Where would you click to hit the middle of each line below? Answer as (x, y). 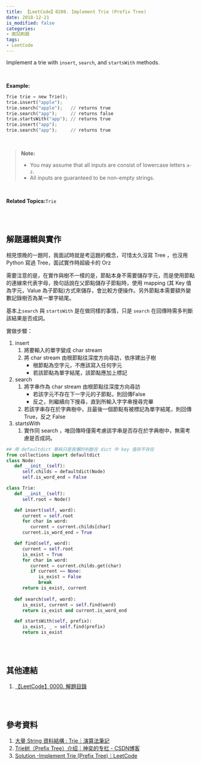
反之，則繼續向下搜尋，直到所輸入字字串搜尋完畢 (93, 401)
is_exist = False (60, 577)
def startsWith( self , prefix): (53, 621)
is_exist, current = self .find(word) (69, 605)
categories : (21, 29)
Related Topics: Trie (31, 201)
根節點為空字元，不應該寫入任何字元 (77, 365)
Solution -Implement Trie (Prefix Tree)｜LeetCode (76, 755)
